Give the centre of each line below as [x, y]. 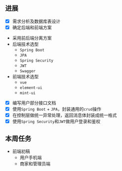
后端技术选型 [25, 44]
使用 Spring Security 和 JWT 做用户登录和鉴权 [56, 122]
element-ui [31, 87]
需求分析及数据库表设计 [36, 21]
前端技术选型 [25, 76]
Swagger [28, 71]
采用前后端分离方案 [32, 38]
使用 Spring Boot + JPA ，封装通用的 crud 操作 [57, 109]
